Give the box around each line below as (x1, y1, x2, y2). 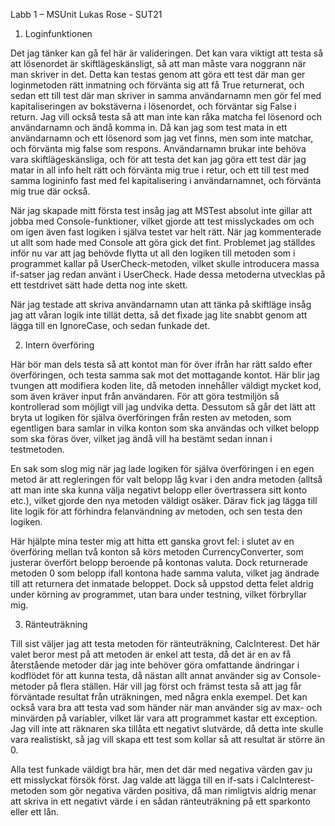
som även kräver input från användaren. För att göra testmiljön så (10, 390, 280, 402)
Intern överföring (24, 339, 95, 351)
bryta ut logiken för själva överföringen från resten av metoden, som (10, 412, 292, 423)
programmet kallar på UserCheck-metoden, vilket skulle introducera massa (10, 258, 320, 269)
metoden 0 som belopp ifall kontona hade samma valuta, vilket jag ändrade (10, 567, 320, 579)
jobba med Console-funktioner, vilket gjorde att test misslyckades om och (10, 215, 315, 227)
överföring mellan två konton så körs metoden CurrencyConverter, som (10, 546, 304, 558)
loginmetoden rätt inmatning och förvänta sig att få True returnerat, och (10, 79, 305, 91)
